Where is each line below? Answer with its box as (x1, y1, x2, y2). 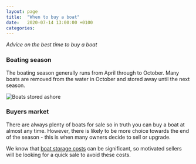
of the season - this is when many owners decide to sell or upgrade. (6, 133, 171, 140)
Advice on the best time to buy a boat (6, 41, 98, 48)
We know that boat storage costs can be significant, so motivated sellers (6, 145, 182, 152)
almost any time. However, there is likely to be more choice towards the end (6, 127, 190, 134)
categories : (6, 25, 35, 31)
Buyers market (6, 108, 49, 116)
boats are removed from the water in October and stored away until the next (6, 75, 190, 82)
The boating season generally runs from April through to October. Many (6, 69, 180, 76)
